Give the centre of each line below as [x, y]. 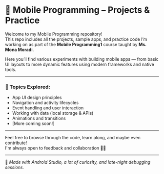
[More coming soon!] [33, 124]
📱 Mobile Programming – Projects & [78, 10]
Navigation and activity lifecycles [45, 103]
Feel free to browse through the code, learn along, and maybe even [73, 138]
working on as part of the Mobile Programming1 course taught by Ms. [76, 44]
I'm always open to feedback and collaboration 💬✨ [56, 148]
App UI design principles [37, 98]
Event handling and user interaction [48, 108]
